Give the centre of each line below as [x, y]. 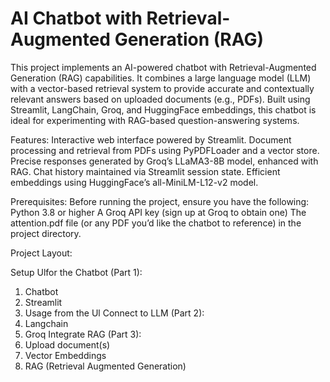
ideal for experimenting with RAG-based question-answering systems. [155, 120]
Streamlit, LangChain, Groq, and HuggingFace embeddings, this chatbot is [163, 109]
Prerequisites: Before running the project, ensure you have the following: [160, 201]
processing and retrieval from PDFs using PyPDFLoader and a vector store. [165, 150]
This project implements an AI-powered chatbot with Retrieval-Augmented [163, 67]
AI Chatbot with [76, 18]
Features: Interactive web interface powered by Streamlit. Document [151, 139]
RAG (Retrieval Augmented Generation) [105, 366]
